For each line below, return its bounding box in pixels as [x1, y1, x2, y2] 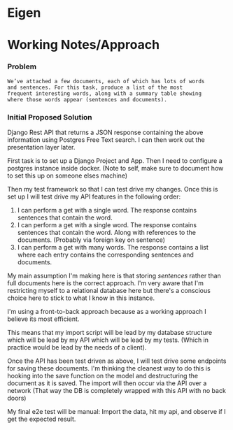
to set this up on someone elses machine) [7, 171, 128, 180]
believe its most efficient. [7, 315, 80, 323]
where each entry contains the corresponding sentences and [17, 250, 194, 259]
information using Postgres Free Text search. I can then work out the [7, 135, 205, 144]
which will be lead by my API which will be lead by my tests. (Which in [7, 336, 209, 344]
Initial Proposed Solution [7, 112, 92, 122]
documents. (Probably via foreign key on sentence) [17, 236, 166, 244]
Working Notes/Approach [7, 37, 160, 53]
